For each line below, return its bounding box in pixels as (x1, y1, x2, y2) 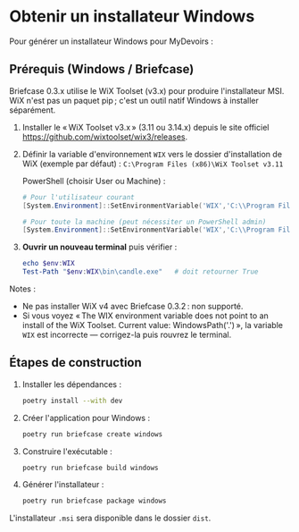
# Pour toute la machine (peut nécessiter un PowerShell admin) (21, 217, 267, 226)
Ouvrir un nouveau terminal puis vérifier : (21, 241, 178, 252)
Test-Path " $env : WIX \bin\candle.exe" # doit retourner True (21, 267, 259, 276)
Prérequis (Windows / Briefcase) (9, 62, 195, 77)
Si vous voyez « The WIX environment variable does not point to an (21, 310, 270, 321)
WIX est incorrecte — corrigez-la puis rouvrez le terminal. (21, 329, 232, 340)
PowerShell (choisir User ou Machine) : (21, 175, 166, 186)
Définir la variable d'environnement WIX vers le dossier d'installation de (21, 148, 283, 159)
